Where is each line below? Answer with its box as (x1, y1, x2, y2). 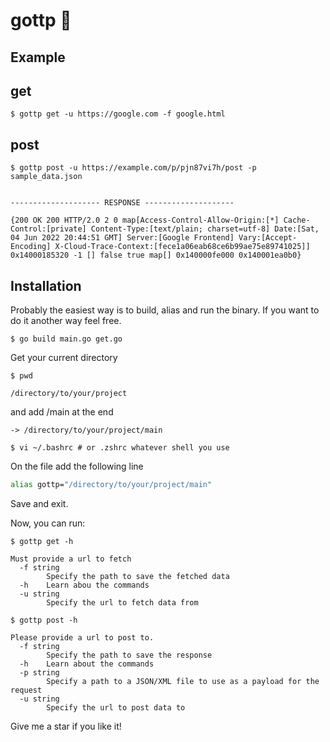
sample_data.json (10, 172, 83, 182)
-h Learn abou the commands (19, 580, 150, 590)
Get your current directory (10, 352, 118, 364)
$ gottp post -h (10, 615, 78, 625)
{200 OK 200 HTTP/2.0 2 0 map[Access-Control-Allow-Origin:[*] (10, 215, 280, 226)
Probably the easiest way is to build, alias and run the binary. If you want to (10, 304, 320, 316)
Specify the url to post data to (46, 702, 186, 713)
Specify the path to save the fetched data (46, 571, 230, 581)
